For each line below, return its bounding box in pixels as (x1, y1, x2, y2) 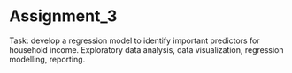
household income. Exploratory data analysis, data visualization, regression (9, 44, 285, 55)
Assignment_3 (9, 6, 118, 26)
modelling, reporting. (9, 54, 86, 64)
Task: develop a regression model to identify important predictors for (9, 35, 260, 46)
